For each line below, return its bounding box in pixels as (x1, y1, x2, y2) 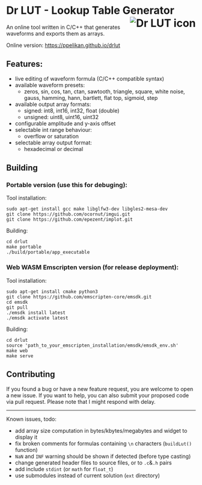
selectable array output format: (14, 139, 92, 146)
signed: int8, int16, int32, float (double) (23, 107, 120, 114)
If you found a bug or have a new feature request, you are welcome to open (6, 385, 194, 392)
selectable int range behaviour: (14, 126, 92, 133)
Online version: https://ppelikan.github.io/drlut (6, 42, 120, 49)
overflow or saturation (23, 132, 79, 140)
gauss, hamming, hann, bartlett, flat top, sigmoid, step (23, 94, 158, 101)
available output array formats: (14, 100, 91, 108)
